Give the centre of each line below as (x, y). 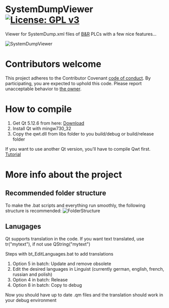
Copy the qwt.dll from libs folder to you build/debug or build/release (83, 134)
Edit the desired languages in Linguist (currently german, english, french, (88, 269)
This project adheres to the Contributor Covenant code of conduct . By (78, 78)
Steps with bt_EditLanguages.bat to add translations (59, 254)
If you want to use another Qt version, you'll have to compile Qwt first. (78, 149)
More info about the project (64, 174)
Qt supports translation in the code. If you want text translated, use (75, 238)
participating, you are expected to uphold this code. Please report (74, 83)
